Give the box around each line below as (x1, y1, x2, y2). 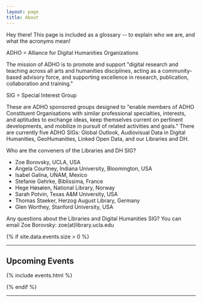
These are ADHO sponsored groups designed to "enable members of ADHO (6, 103, 194, 110)
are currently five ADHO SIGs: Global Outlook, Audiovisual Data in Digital (6, 129, 186, 136)
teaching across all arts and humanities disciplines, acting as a (6, 67, 161, 74)
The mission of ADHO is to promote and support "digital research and (6, 61, 179, 68)
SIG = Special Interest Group (6, 91, 77, 99)
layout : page (6, 8, 39, 15)
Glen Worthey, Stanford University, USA (14, 203, 114, 211)
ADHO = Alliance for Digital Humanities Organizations (6, 49, 139, 56)
